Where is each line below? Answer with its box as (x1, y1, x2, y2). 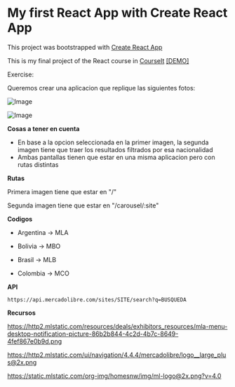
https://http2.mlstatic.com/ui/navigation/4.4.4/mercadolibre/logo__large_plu (7, 351, 227, 359)
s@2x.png (7, 358, 37, 366)
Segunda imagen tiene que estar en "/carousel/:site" (7, 201, 159, 210)
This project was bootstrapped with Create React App (7, 43, 163, 51)
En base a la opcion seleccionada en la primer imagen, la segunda (17, 138, 209, 147)
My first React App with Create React (7, 5, 228, 21)
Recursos (7, 308, 36, 317)
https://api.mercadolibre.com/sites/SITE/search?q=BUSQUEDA (7, 296, 187, 303)
